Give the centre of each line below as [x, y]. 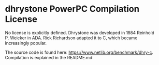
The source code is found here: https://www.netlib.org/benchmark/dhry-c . [79, 52]
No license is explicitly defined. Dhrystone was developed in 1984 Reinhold [80, 32]
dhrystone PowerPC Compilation [72, 9]
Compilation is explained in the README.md [49, 57]
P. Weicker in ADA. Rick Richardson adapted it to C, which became [71, 38]
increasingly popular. [26, 43]
